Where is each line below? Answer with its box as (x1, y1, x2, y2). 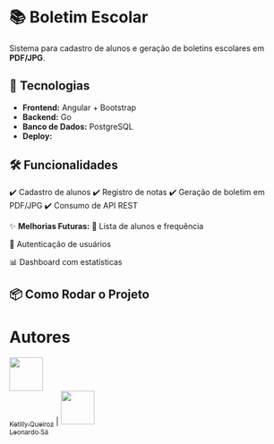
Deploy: (21, 131, 53, 141)
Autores (9, 328, 71, 347)
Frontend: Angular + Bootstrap (21, 102, 137, 113)
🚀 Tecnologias (9, 78, 90, 94)
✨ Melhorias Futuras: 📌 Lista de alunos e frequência (9, 220, 204, 231)
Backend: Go (21, 111, 72, 122)
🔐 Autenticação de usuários (9, 238, 112, 249)
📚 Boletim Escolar (9, 7, 149, 28)
